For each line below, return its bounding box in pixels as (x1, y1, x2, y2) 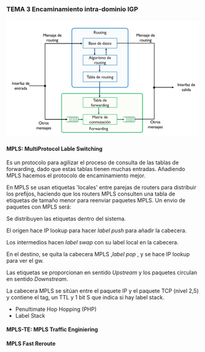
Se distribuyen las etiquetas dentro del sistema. (6, 215, 127, 222)
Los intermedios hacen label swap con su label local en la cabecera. (6, 238, 179, 246)
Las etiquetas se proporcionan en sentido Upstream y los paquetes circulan (6, 268, 198, 276)
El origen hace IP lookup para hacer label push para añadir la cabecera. (6, 227, 187, 234)
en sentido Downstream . (6, 275, 69, 282)
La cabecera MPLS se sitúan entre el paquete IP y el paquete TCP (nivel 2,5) (6, 287, 199, 295)
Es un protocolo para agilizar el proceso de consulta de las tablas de (6, 158, 179, 166)
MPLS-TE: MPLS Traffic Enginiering (6, 326, 99, 333)
